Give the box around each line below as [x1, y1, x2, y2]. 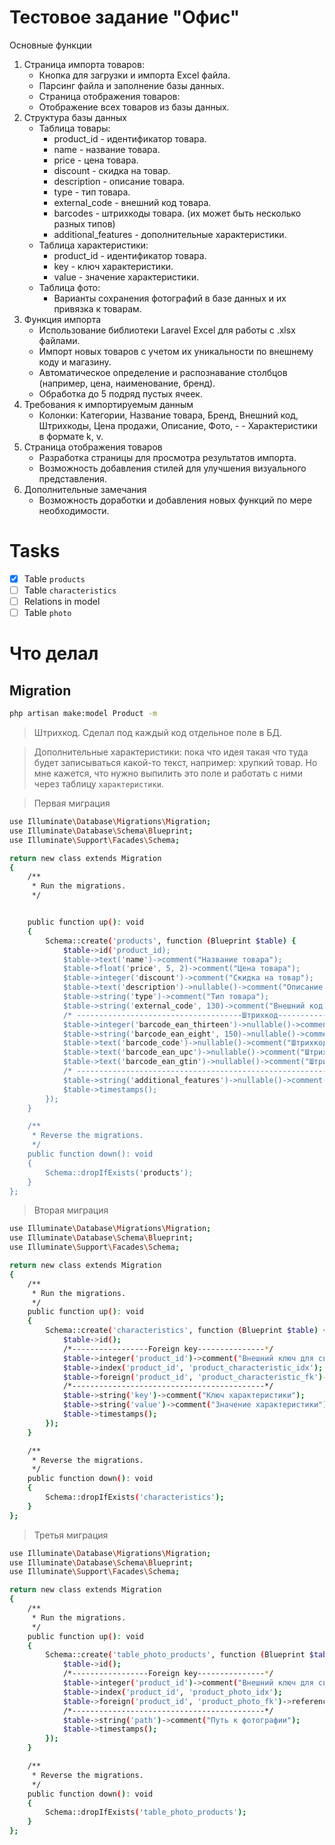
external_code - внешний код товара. [53, 196, 212, 208]
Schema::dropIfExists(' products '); [45, 1167, 194, 1178]
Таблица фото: [38, 281, 101, 293]
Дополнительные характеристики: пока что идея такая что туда [33, 746, 309, 758]
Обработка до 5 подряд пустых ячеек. [38, 387, 203, 400]
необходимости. [38, 504, 110, 516]
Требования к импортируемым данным [23, 398, 194, 410]
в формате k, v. [38, 430, 104, 442]
